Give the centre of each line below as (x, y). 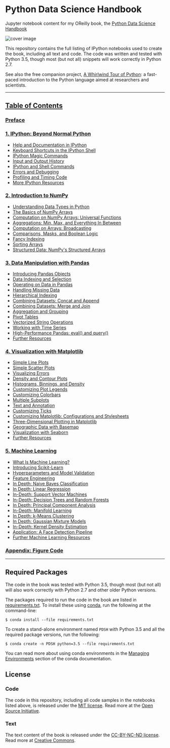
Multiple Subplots (31, 400)
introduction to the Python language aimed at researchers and (84, 80)
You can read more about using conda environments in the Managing (77, 653)
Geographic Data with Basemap (46, 427)
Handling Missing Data (36, 290)
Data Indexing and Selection (42, 279)
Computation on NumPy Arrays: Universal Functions (67, 217)
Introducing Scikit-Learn (38, 467)
